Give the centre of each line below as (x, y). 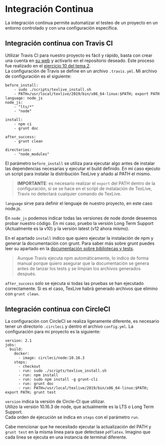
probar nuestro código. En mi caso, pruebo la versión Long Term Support (79, 223)
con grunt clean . (22, 293)
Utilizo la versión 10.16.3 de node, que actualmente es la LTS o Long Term (80, 407)
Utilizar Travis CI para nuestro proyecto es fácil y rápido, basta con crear (79, 55)
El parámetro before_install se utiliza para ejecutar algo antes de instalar (80, 163)
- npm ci (23, 124)
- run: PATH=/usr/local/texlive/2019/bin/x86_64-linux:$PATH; (83, 388)
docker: (22, 353)
